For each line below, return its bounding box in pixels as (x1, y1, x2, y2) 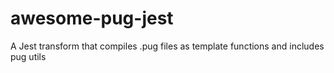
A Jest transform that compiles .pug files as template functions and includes (10, 40, 325, 52)
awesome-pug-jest (10, 7, 174, 30)
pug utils (10, 50, 47, 62)
